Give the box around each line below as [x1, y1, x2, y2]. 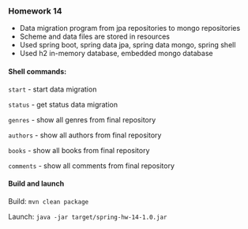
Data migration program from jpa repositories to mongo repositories [19, 24, 241, 33]
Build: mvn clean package [8, 196, 89, 206]
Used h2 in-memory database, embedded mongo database [19, 49, 213, 58]
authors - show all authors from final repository [8, 130, 162, 140]
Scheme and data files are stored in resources [19, 32, 170, 41]
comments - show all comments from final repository [8, 160, 175, 171]
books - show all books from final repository [8, 145, 150, 155]
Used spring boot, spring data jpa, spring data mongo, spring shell [19, 40, 236, 50]
